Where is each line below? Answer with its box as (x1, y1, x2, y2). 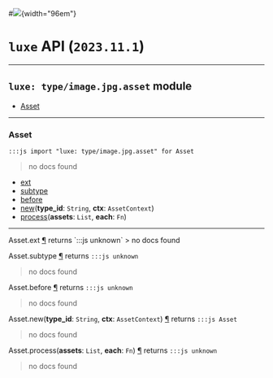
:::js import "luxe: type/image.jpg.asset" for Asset (8, 147, 195, 156)
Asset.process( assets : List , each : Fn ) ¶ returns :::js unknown (8, 345, 218, 355)
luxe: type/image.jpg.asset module (8, 80, 193, 93)
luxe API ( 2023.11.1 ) (8, 37, 145, 56)
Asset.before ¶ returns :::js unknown (8, 283, 133, 293)
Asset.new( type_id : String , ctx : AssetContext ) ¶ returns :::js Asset (8, 314, 238, 324)
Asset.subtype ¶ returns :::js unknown (8, 251, 139, 261)
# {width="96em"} (8, 9, 77, 18)
